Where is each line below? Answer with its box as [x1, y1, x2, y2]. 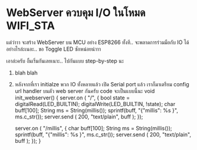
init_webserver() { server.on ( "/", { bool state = [14, 94, 130, 101]
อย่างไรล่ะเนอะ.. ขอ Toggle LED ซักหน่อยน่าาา [6, 45, 101, 52]
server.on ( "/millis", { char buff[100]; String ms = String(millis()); [14, 124, 173, 132]
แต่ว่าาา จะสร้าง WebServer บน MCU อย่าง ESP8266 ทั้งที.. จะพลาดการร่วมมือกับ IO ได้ [6, 39, 189, 46]
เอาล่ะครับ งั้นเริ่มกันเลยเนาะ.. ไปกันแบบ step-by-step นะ [6, 57, 124, 64]
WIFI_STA [6, 19, 55, 33]
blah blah [14, 69, 37, 76]
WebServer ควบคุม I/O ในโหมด [6, 6, 146, 20]
